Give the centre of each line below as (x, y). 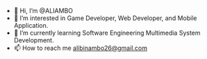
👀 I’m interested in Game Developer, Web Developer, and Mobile (105, 18)
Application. (31, 25)
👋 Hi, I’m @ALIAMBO (43, 11)
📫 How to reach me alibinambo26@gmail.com (81, 48)
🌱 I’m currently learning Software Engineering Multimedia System (107, 33)
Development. (34, 40)
